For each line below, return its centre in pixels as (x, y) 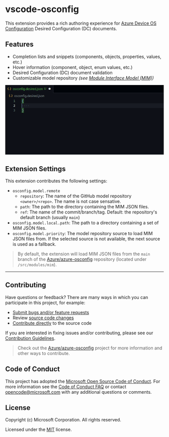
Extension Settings (35, 169)
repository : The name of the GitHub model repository (76, 196)
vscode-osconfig (42, 9)
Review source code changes (43, 318)
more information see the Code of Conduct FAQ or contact (66, 387)
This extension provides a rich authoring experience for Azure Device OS (81, 23)
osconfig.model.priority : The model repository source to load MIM (82, 233)
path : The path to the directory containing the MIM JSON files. (84, 207)
